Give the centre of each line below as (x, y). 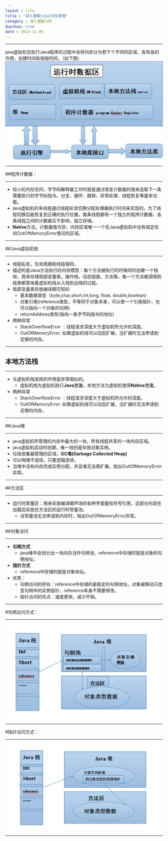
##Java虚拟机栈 (22, 249)
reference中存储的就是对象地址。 (54, 572)
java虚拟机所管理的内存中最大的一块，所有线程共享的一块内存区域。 (82, 441)
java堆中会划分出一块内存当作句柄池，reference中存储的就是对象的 (89, 553)
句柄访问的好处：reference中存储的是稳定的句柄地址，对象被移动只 (89, 584)
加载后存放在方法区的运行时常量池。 (50, 510)
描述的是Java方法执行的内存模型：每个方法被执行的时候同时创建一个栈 (85, 270)
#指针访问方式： (22, 732)
